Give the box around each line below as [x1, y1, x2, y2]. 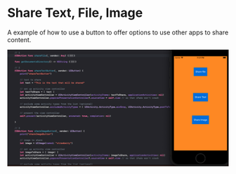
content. [7, 35, 32, 43]
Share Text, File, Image [7, 5, 143, 21]
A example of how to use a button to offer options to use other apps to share [7, 28, 229, 36]
